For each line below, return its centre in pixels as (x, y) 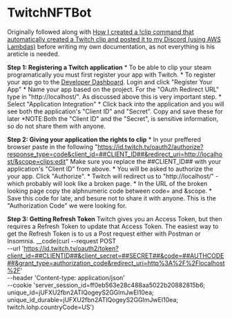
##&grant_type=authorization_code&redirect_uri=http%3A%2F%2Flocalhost (116, 263)
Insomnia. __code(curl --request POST (62, 241)
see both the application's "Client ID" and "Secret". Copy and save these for (115, 111)
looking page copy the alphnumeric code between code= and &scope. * (110, 191)
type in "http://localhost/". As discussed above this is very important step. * (115, 96)
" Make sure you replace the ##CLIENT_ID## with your (143, 161)
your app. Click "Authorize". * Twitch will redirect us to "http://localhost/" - (113, 176)
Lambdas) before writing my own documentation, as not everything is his (111, 46)
